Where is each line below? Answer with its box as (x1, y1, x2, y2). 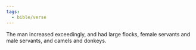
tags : (6, 8, 20, 15)
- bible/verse (11, 14, 46, 20)
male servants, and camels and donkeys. (6, 37, 107, 44)
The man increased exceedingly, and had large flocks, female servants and (6, 30, 191, 37)
